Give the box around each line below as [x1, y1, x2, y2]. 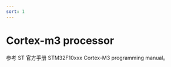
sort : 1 [6, 8, 25, 15]
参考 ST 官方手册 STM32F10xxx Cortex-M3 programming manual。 [6, 54, 169, 61]
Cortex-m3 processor [6, 33, 115, 47]
